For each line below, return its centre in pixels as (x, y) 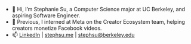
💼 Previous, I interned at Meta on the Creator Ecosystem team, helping (98, 22)
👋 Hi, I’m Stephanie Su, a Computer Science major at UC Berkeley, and (98, 9)
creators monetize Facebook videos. (57, 28)
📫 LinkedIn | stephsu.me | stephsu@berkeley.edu (73, 35)
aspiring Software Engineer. (46, 15)
